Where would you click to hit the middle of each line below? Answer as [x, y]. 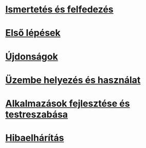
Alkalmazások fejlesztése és [68, 103]
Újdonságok [32, 56]
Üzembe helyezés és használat [73, 80]
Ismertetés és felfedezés [59, 10]
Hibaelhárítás [35, 138]
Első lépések [33, 33]
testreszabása [37, 114]
